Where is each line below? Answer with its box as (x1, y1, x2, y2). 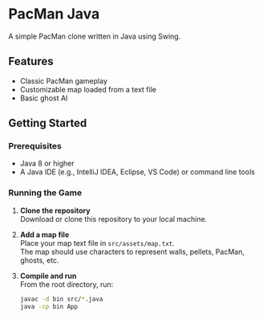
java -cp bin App (19, 302, 79, 310)
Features (8, 55, 54, 68)
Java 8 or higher (19, 158, 75, 169)
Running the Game (8, 187, 83, 198)
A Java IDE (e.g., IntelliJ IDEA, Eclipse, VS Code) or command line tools (19, 167, 255, 177)
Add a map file (19, 230, 70, 239)
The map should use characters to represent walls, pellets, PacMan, (19, 247, 245, 256)
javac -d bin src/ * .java (19, 295, 103, 303)
